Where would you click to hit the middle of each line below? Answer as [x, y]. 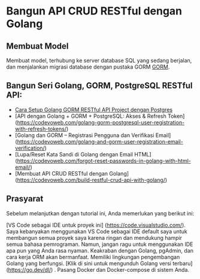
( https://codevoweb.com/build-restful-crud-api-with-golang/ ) [91, 180]
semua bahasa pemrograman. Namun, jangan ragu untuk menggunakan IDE [100, 244]
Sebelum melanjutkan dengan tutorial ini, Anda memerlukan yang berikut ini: [100, 213]
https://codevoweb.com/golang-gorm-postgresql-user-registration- [101, 122]
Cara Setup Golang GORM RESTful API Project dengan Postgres [93, 109]
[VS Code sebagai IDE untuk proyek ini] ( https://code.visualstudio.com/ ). [96, 225]
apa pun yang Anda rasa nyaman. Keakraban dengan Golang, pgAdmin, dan [100, 250]
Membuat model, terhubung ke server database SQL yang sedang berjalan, [99, 60]
